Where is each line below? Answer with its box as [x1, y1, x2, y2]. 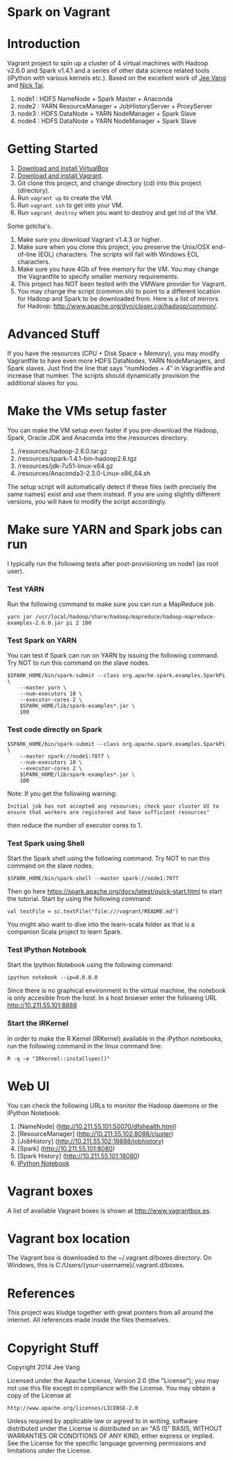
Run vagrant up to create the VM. [17, 194, 113, 202]
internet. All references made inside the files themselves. [7, 1315, 170, 1324]
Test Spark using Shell [7, 838, 85, 848]
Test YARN [7, 584, 45, 594]
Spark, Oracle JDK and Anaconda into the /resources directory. [7, 433, 188, 441]
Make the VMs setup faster [7, 403, 167, 419]
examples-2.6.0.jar [7, 619, 64, 626]
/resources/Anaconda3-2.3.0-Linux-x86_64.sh [17, 469, 151, 477]
